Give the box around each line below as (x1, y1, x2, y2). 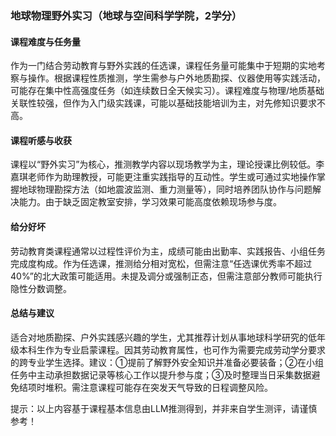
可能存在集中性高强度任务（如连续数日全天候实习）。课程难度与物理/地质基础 (10, 85, 325, 97)
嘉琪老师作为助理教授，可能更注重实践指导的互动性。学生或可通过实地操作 (10, 171, 317, 183)
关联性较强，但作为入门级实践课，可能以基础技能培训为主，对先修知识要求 (10, 97, 317, 109)
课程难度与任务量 (10, 35, 81, 47)
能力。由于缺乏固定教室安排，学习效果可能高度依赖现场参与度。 (18, 196, 282, 208)
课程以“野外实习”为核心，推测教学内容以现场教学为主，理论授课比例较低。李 (10, 158, 325, 171)
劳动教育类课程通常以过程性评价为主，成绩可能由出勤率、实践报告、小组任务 (10, 245, 326, 257)
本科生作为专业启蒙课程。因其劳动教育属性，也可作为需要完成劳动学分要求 (18, 343, 326, 356)
